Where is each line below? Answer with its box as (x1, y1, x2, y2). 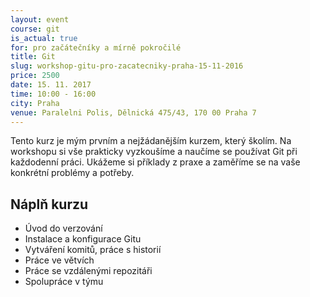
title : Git (10, 52, 56, 62)
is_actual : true (10, 33, 78, 43)
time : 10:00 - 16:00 (10, 89, 97, 99)
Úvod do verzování (24, 222, 103, 235)
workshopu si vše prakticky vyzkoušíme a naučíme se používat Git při (10, 146, 298, 158)
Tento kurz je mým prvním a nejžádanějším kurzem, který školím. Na (10, 135, 292, 147)
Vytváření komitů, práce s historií (24, 244, 162, 256)
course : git (10, 24, 60, 34)
